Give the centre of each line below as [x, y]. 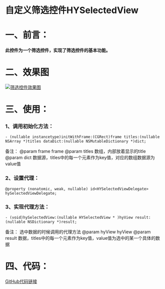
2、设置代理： [22, 178]
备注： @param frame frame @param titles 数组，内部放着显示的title [75, 152]
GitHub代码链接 [21, 281]
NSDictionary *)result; [52, 222]
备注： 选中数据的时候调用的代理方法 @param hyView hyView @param [78, 232]
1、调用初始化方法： [29, 126]
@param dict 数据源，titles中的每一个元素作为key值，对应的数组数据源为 [80, 158]
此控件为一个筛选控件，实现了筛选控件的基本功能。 [58, 50]
